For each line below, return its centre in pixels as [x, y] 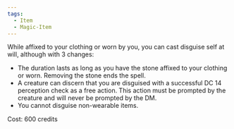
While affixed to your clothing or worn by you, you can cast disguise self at [116, 47]
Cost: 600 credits [32, 119]
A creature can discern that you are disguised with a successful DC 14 [119, 83]
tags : [15, 14]
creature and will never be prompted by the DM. [87, 98]
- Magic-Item [33, 27]
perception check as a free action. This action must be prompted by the [122, 91]
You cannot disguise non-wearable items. [78, 106]
